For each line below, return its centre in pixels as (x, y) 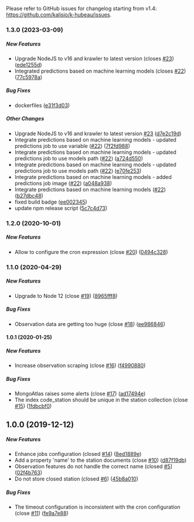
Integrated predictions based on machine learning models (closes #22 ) (100, 71)
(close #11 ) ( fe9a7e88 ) (41, 513)
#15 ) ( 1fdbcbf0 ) (33, 406)
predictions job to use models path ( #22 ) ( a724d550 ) (79, 158)
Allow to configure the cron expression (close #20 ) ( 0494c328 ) (91, 252)
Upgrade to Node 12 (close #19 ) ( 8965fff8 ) (66, 296)
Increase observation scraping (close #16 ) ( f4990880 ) (80, 366)
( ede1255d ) (28, 64)
